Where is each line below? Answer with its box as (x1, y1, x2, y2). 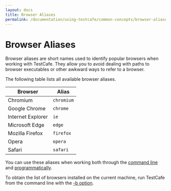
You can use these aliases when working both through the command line (5, 160, 158, 166)
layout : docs (5, 7, 33, 13)
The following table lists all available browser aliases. (5, 76, 116, 82)
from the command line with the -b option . (5, 180, 94, 186)
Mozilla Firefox (8, 130, 43, 137)
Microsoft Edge (8, 121, 45, 129)
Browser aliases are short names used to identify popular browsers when (5, 55, 159, 61)
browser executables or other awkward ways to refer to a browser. (5, 67, 145, 73)
